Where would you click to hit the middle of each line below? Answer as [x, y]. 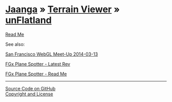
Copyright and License [29, 94]
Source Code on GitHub [30, 88]
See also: [15, 44]
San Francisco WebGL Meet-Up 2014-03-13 [52, 54]
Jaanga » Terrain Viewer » [63, 9]
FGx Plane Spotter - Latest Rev [38, 64]
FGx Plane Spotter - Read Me [36, 74]
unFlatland [29, 20]
